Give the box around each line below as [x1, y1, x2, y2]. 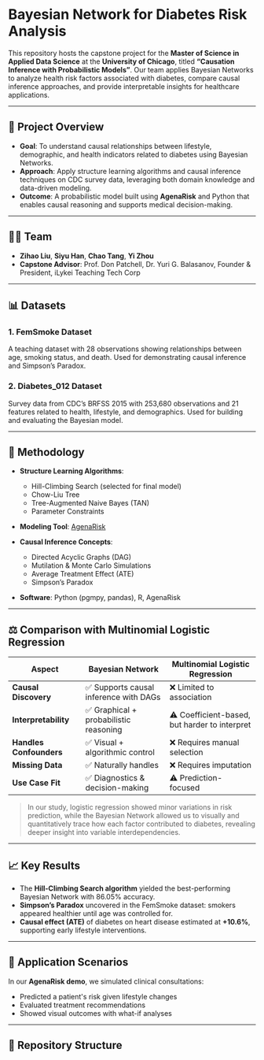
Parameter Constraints [31, 506, 104, 517]
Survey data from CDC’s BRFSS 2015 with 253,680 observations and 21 [8, 398, 239, 408]
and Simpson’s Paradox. [8, 361, 86, 371]
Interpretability [12, 714, 70, 725]
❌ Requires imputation [169, 760, 251, 771]
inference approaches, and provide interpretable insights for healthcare [8, 81, 240, 91]
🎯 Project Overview [8, 120, 104, 134]
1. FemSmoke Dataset [8, 326, 92, 337]
